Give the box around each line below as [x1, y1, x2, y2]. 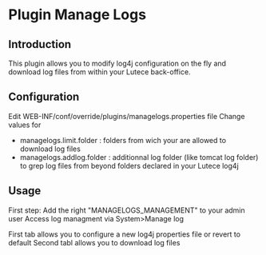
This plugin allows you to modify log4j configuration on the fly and [8, 58, 226, 68]
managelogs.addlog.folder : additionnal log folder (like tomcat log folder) [19, 152, 259, 161]
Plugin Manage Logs [8, 6, 146, 24]
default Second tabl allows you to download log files [8, 237, 181, 247]
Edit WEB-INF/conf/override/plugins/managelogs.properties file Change [8, 111, 245, 121]
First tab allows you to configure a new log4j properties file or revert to [8, 229, 241, 239]
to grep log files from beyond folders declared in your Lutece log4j [19, 161, 240, 170]
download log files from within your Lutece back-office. [8, 67, 191, 77]
